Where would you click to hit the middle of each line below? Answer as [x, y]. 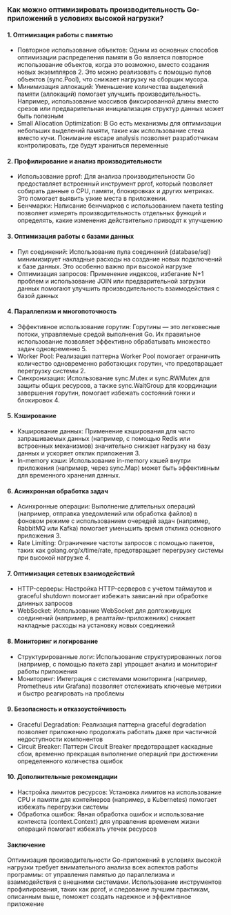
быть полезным [40, 116]
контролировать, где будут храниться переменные [93, 146]
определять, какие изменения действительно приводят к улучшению [120, 220]
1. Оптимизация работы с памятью [60, 35]
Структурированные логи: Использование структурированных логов [119, 656]
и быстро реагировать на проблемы [71, 693]
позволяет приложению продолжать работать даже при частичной [117, 731]
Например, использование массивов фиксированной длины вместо [118, 101]
